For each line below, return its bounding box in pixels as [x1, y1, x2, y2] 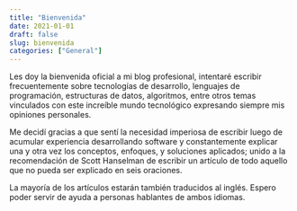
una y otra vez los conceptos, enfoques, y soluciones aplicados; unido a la [9, 145, 286, 157]
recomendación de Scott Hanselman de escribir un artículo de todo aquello [9, 155, 288, 166]
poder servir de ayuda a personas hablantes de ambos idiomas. [9, 192, 246, 203]
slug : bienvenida [9, 38, 75, 48]
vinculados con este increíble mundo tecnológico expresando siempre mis [9, 100, 285, 110]
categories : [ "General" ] [9, 47, 103, 56]
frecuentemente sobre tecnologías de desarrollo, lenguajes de [9, 81, 240, 92]
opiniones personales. [9, 110, 92, 120]
